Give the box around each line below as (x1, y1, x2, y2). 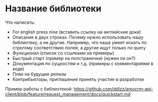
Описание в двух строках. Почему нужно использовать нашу (12, 34, 144, 40)
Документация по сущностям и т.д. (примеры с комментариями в (12, 60, 154, 66)
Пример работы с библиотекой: (5, 86, 73, 92)
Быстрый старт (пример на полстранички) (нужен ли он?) (12, 55, 136, 61)
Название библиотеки (5, 3, 102, 14)
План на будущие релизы (12, 71, 67, 77)
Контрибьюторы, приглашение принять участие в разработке (12, 76, 144, 82)
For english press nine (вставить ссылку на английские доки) (12, 29, 142, 35)
